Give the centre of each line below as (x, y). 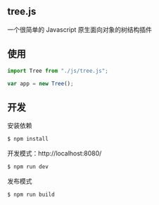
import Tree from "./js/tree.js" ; (58, 71)
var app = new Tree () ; (40, 83)
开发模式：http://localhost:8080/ (55, 153)
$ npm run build (31, 194)
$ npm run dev (28, 167)
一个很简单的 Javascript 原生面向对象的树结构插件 (80, 29)
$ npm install (28, 139)
